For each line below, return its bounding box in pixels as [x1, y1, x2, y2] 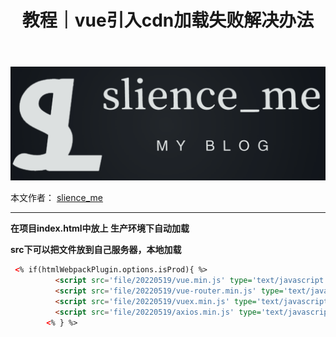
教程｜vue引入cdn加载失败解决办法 [21, 9, 315, 32]
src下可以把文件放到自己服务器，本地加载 [10, 244, 182, 256]
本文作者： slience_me [10, 192, 103, 204]
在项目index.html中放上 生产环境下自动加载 [10, 222, 190, 235]
